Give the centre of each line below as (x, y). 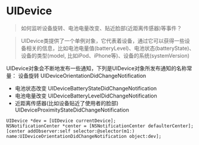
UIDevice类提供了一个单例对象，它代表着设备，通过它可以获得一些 (103, 40)
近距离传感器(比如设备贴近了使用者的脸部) (67, 103)
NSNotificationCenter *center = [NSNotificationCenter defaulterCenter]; (100, 126)
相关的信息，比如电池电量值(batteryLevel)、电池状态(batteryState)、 (110, 48)
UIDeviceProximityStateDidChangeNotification (72, 110)
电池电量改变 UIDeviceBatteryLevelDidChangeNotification (86, 96)
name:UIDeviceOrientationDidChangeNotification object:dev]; (84, 136)
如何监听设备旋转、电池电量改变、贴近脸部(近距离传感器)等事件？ (101, 28)
